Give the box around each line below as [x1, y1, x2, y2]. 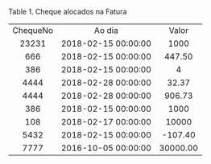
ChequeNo [12, 25, 54, 35]
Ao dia [93, 25, 118, 35]
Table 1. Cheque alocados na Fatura [8, 7, 127, 16]
